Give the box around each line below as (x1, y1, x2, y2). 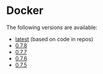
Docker (6, 4, 44, 18)
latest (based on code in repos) (15, 35, 94, 42)
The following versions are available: (6, 24, 98, 31)
